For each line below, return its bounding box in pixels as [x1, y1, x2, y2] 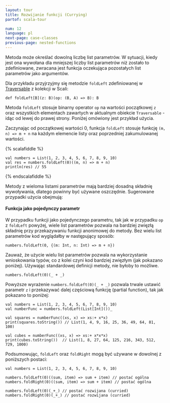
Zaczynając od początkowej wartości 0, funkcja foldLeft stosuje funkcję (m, [5, 125, 166, 131]
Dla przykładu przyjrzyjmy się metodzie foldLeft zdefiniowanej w [5, 80, 143, 86]
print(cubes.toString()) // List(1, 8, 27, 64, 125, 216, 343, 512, [5, 337, 156, 343]
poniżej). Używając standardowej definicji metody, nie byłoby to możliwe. [5, 263, 159, 269]
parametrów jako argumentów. [5, 70, 69, 76]
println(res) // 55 [5, 164, 47, 169]
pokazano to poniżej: [5, 292, 49, 298]
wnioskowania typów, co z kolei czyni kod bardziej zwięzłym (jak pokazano [5, 257, 163, 263]
